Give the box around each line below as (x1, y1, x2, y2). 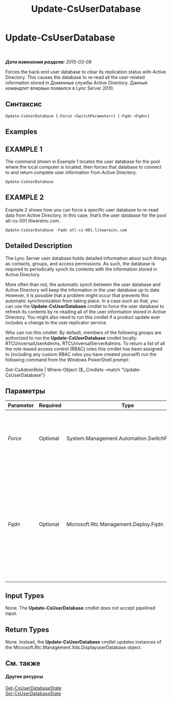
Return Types (5, 625, 50, 634)
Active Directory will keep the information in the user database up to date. (5, 286, 161, 293)
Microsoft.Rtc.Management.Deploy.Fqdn (66, 521, 164, 528)
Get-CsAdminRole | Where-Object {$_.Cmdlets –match (5, 366, 120, 373)
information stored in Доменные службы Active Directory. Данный (5, 79, 147, 86)
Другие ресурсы (5, 673, 44, 679)
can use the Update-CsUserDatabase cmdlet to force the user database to (5, 303, 164, 309)
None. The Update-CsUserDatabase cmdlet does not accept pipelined (5, 605, 156, 611)
